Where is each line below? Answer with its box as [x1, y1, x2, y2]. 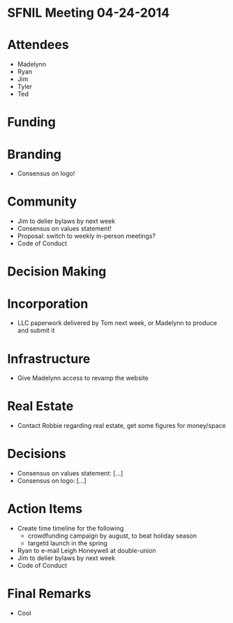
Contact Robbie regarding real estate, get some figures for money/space [17, 422, 226, 430]
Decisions [7, 446, 66, 462]
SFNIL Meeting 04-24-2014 [7, 5, 170, 21]
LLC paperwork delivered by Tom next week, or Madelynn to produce [17, 319, 218, 327]
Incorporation [7, 296, 89, 312]
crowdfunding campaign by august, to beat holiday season [27, 531, 197, 540]
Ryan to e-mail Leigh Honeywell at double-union [17, 547, 156, 555]
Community [7, 194, 77, 210]
